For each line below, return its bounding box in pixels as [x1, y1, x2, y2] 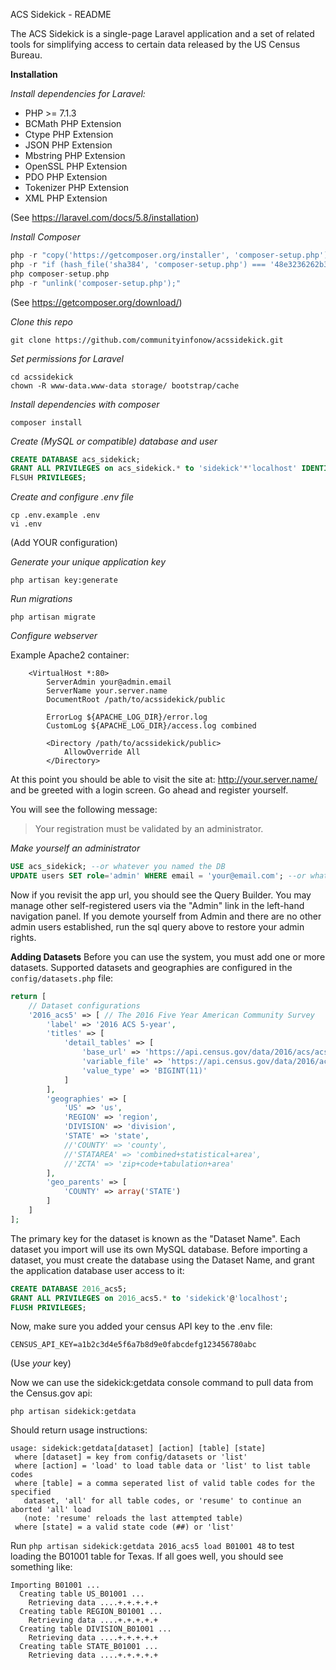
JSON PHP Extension [24, 139, 113, 151]
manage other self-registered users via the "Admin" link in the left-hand [10, 899, 305, 911]
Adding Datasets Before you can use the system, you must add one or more [10, 950, 326, 963]
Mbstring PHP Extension [24, 150, 126, 161]
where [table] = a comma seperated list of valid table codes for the [14, 1479, 315, 1489]
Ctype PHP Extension [24, 129, 114, 140]
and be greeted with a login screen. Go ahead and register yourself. [10, 784, 289, 796]
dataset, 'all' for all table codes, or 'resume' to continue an [23, 1496, 302, 1506]
